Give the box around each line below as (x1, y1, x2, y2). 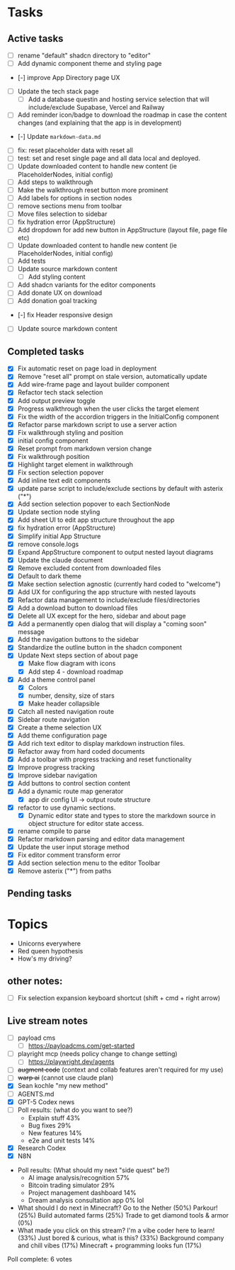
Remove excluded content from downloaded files (17, 564, 161, 572)
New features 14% (28, 1128, 83, 1137)
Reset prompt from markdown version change (17, 444, 152, 453)
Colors (28, 683, 48, 691)
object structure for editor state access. (28, 819, 144, 827)
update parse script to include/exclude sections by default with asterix (17, 484, 224, 493)
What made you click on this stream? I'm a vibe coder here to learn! (17, 1226, 215, 1235)
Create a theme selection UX (17, 723, 102, 732)
